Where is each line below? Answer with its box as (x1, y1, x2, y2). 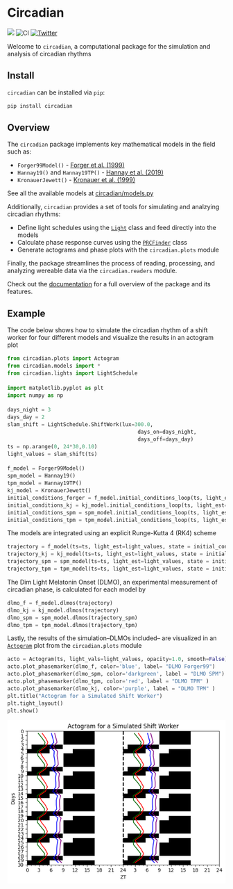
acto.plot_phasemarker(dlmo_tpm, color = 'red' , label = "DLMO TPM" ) (7, 678, 209, 685)
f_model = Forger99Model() (7, 465, 85, 472)
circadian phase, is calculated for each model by (7, 585, 146, 594)
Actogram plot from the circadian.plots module (7, 642, 142, 650)
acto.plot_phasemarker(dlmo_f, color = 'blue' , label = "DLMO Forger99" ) (7, 663, 216, 670)
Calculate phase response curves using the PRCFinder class (17, 238, 187, 247)
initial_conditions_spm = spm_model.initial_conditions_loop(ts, (7, 509, 200, 516)
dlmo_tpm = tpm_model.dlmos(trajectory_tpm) (7, 621, 138, 628)
